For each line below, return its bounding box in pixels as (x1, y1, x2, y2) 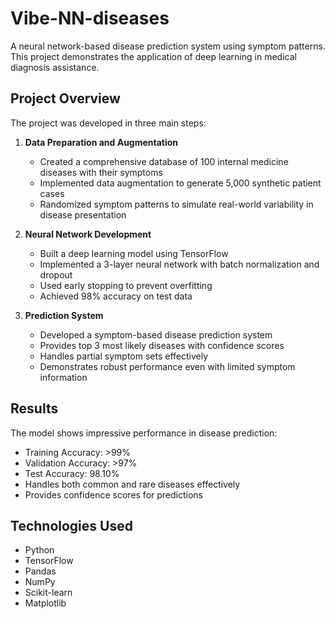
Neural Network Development (24, 228, 152, 240)
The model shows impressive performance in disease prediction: (10, 427, 278, 439)
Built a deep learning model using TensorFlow (39, 247, 229, 259)
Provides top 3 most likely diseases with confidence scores (39, 339, 285, 351)
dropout (39, 268, 73, 281)
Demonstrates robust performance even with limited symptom (39, 360, 296, 372)
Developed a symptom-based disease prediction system (39, 328, 273, 341)
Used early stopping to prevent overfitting (39, 279, 213, 291)
